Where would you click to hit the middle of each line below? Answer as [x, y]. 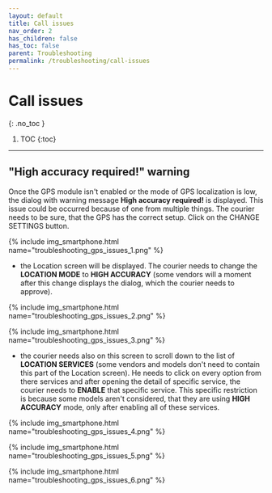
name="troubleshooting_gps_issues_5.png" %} [87, 455]
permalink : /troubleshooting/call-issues [79, 61]
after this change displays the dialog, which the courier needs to [127, 283]
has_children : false [43, 38]
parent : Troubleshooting [50, 53]
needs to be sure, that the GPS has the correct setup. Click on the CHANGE [134, 217]
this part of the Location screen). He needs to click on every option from [140, 373]
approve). [36, 291]
